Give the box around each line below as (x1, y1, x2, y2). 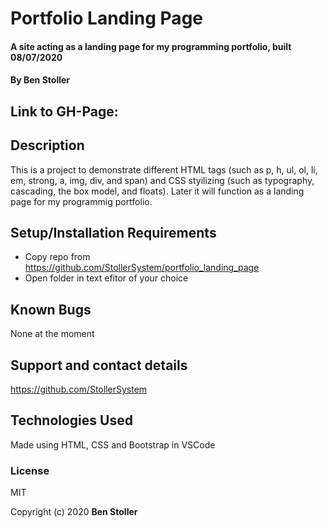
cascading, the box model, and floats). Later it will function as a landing (10, 185, 305, 197)
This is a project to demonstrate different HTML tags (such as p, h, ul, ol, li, (10, 163, 318, 176)
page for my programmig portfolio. (10, 195, 153, 207)
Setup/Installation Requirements (10, 224, 217, 241)
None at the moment (10, 328, 95, 340)
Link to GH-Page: (10, 103, 119, 120)
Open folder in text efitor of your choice (24, 272, 189, 284)
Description (10, 137, 85, 154)
